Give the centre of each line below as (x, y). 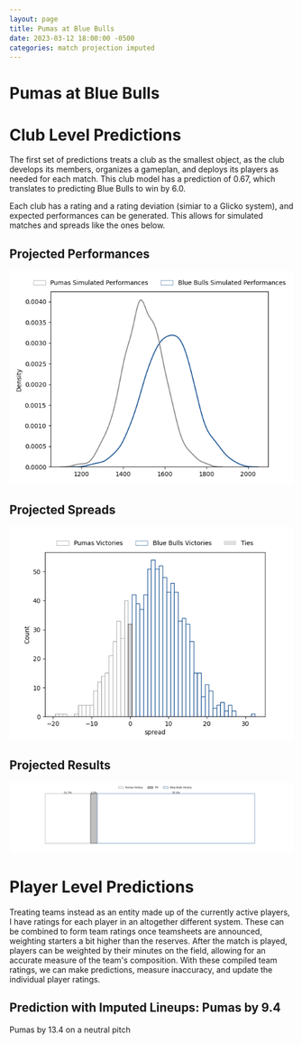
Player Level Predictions (102, 887)
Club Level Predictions (96, 135)
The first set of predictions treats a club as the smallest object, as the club (147, 160)
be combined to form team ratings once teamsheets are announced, (136, 931)
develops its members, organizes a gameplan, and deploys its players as (144, 169)
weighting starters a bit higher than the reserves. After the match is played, (149, 941)
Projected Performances (80, 254)
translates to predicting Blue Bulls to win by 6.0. (98, 189)
